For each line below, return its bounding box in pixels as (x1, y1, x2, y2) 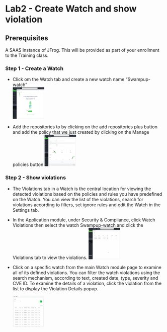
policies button (12, 161, 44, 168)
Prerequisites (5, 34, 48, 42)
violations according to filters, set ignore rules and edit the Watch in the (12, 202, 161, 208)
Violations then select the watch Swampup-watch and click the (12, 222, 143, 228)
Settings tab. (12, 207, 39, 213)
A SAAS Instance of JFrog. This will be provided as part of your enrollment (5, 47, 159, 53)
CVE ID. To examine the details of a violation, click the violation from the (12, 280, 162, 286)
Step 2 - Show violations (5, 174, 66, 181)
